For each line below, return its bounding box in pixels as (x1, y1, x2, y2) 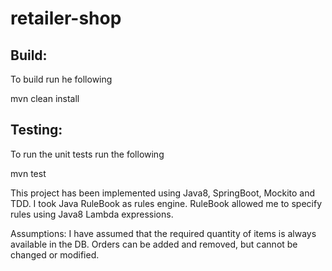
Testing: (10, 122, 63, 139)
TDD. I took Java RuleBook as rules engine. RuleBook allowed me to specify (10, 197, 323, 209)
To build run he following (10, 73, 113, 85)
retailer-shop (10, 7, 122, 30)
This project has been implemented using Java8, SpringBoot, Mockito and (10, 187, 316, 199)
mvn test (10, 167, 47, 179)
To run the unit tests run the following (10, 148, 165, 160)
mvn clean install (10, 93, 80, 104)
